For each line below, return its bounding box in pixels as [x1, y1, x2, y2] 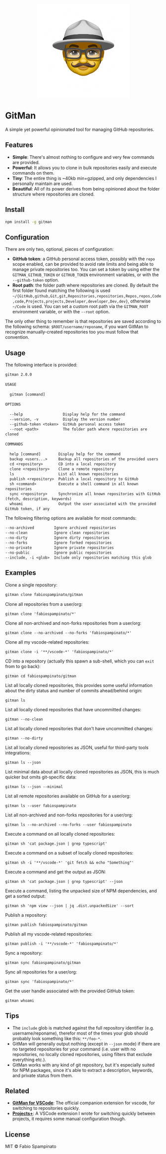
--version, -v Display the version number [9, 417, 121, 422]
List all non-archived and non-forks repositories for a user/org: [5, 812, 133, 818]
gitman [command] [9, 392, 46, 397]
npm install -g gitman [5, 219, 52, 224]
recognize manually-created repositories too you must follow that [5, 329, 139, 335]
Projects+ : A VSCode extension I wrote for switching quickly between [12, 1111, 156, 1117]
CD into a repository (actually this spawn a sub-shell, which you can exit [5, 658, 155, 664]
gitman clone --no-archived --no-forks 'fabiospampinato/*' [5, 630, 132, 635]
